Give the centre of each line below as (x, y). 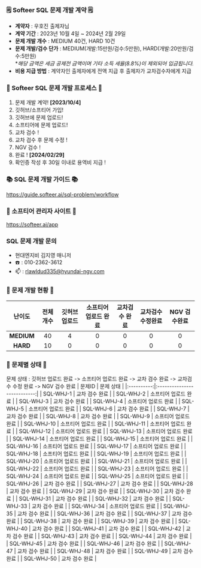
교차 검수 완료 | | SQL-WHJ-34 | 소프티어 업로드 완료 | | (97, 506)
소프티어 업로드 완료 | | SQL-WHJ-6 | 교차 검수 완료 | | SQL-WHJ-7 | (109, 409)
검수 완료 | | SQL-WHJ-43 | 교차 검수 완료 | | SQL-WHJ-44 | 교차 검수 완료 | (102, 536)
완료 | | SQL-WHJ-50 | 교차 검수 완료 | (51, 558)
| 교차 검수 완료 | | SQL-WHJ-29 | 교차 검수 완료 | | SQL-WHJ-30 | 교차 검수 (96, 491)
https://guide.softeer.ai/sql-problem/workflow (63, 194)
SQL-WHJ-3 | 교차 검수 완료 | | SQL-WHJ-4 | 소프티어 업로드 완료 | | (100, 401)
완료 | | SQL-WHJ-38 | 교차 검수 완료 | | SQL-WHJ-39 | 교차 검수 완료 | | (92, 521)
